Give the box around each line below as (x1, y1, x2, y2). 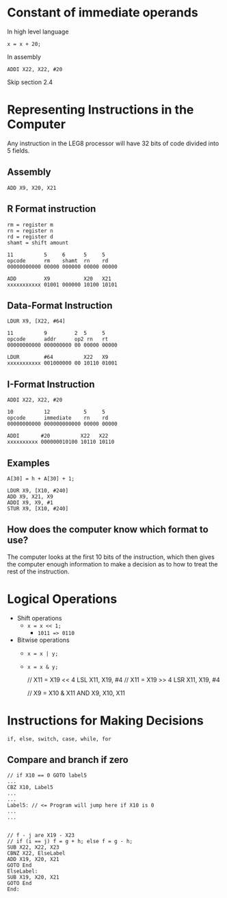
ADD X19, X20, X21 (7, 856, 59, 863)
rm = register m (7, 221, 53, 228)
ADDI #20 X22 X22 (7, 433, 109, 440)
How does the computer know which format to (7, 524, 209, 536)
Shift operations (16, 614, 62, 622)
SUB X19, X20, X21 (7, 874, 59, 881)
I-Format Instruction (7, 378, 95, 390)
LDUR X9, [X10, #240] (7, 487, 69, 494)
